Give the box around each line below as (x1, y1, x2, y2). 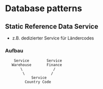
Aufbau (5, 47, 23, 54)
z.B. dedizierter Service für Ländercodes (12, 35, 94, 41)
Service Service (14, 58, 62, 63)
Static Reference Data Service (5, 22, 99, 31)
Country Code (24, 80, 51, 85)
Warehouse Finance (11, 63, 62, 68)
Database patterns (5, 3, 82, 14)
